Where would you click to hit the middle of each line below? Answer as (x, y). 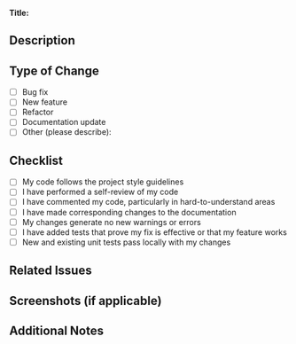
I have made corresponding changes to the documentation (129, 212)
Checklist (36, 160)
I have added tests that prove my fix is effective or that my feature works (155, 232)
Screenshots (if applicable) (86, 301)
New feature (45, 102)
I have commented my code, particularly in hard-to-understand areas (148, 202)
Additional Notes (57, 330)
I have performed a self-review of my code (100, 192)
